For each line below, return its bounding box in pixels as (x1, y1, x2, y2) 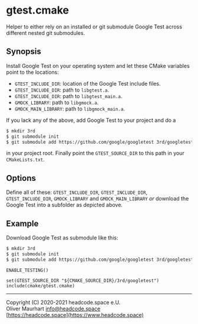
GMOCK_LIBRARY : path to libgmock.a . (14, 99, 99, 106)
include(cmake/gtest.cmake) (6, 283, 75, 289)
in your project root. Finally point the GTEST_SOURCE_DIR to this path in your (6, 150, 184, 157)
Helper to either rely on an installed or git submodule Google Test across (6, 23, 183, 30)
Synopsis (6, 47, 41, 57)
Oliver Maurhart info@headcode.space (6, 305, 101, 312)
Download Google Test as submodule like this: (6, 234, 118, 241)
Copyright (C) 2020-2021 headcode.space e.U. (6, 299, 121, 306)
